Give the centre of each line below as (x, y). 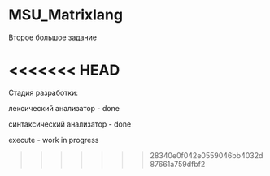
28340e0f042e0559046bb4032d (207, 155)
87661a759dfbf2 (178, 164)
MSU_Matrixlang (66, 15)
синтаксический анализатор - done (70, 124)
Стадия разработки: (44, 92)
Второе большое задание (53, 37)
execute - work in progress (54, 140)
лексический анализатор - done (64, 108)
